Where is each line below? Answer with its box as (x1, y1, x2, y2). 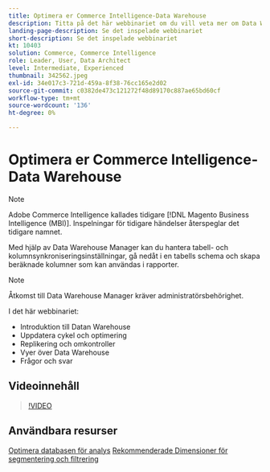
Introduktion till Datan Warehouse (19, 322, 131, 331)
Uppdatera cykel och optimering (19, 330, 127, 340)
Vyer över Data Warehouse (19, 347, 110, 357)
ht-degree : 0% (8, 109, 56, 117)
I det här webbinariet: (8, 306, 79, 316)
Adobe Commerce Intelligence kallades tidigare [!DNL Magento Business (8, 210, 249, 220)
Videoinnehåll (8, 380, 80, 393)
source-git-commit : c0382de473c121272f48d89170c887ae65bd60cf (8, 86, 221, 95)
